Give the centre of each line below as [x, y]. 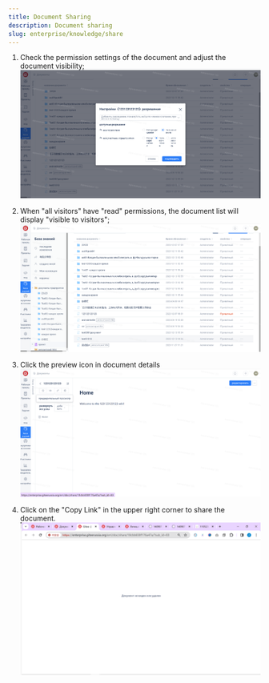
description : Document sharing [60, 25]
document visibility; [52, 66]
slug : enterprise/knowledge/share [66, 34]
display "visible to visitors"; [65, 219]
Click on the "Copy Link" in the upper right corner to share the [122, 509]
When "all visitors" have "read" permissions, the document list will [129, 211]
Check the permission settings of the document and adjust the [123, 58]
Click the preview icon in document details [90, 365]
